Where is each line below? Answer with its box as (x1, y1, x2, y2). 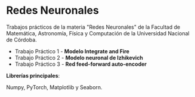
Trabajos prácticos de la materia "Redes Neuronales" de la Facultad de (6, 23, 181, 31)
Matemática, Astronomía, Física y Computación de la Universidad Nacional (6, 29, 190, 37)
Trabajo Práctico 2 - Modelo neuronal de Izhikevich (14, 54, 143, 61)
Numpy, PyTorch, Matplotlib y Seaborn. (6, 83, 103, 90)
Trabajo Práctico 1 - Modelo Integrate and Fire (14, 47, 130, 54)
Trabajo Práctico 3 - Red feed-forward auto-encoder (14, 60, 147, 68)
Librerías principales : (6, 72, 60, 79)
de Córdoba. (6, 36, 37, 43)
